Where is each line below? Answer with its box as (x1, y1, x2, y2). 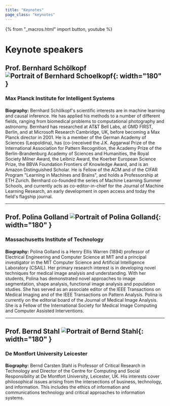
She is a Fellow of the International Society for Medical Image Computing (5, 302, 157, 308)
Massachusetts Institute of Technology (5, 236, 104, 243)
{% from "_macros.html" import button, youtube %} (5, 26, 113, 32)
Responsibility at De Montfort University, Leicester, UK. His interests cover (5, 373, 160, 380)
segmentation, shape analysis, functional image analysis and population (5, 280, 155, 287)
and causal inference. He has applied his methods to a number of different (5, 112, 160, 119)
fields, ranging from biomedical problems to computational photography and (5, 118, 164, 124)
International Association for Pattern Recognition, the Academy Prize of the (5, 145, 162, 151)
